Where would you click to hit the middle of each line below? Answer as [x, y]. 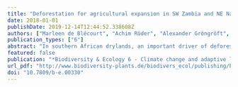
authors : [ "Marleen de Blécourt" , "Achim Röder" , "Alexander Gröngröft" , [119, 33]
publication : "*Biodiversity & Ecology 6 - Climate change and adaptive [117, 60]
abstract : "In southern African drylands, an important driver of [107, 46]
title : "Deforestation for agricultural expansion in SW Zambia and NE [115, 14]
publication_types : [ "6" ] [45, 40]
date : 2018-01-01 [33, 20]
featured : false [31, 53]
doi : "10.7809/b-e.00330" [45, 72]
